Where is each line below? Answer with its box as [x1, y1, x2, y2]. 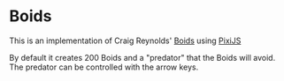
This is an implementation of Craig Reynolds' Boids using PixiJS [9, 35, 242, 46]
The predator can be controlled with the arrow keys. [9, 62, 199, 72]
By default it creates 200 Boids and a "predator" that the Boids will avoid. [9, 52, 276, 63]
